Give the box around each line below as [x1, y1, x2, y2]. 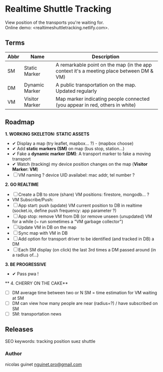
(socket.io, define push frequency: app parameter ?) [12, 208, 117, 213]
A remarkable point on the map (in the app [55, 61, 152, 68]
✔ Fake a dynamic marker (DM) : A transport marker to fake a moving [12, 151, 151, 157]
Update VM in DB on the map [18, 224, 77, 230]
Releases [5, 325, 33, 334]
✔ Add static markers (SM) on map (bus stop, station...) [12, 145, 125, 151]
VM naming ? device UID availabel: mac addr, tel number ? [18, 172, 135, 178]
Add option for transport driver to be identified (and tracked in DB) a [18, 236, 154, 242]
